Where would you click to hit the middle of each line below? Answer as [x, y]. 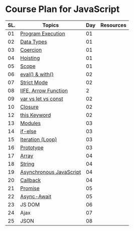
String [27, 164]
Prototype [32, 147]
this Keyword [35, 115]
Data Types [33, 42]
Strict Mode [34, 82]
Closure [29, 107]
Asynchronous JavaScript [50, 172]
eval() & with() [37, 74]
